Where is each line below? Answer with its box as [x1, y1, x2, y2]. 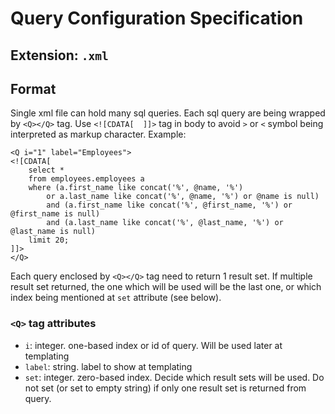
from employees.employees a [28, 174, 145, 184]
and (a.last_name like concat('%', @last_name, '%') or [46, 218, 284, 228]
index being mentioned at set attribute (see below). [10, 292, 222, 304]
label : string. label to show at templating [24, 360, 193, 372]
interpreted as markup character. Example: [10, 128, 187, 141]
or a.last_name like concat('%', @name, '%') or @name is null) [46, 192, 320, 202]
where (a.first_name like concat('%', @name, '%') [28, 183, 244, 193]
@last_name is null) [10, 227, 97, 237]
